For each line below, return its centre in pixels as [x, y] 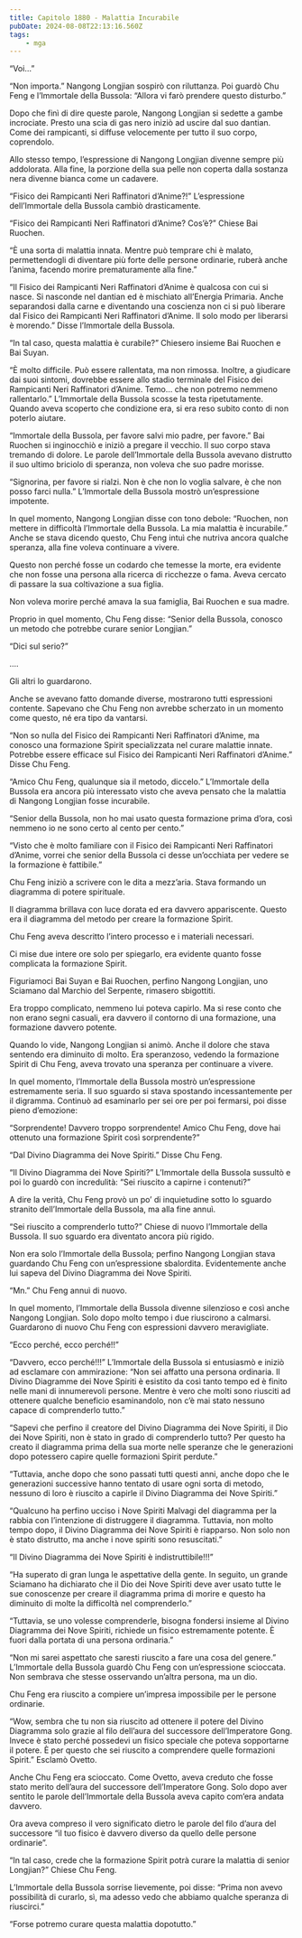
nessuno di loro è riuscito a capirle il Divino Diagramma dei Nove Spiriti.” [143, 1493]
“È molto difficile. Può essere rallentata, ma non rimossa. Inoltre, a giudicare [150, 370]
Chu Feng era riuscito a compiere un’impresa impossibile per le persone [143, 1694]
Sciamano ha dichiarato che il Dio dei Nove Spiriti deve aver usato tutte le [146, 1584]
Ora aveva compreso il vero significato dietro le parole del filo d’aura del [143, 1824]
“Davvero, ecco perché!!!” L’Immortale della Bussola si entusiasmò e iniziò [147, 1362]
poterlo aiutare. [38, 418]
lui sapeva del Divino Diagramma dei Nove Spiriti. [101, 1273]
